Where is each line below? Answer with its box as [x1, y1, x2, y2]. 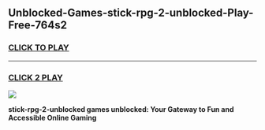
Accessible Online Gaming [8, 113, 97, 122]
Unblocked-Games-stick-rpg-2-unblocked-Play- [8, 6, 254, 20]
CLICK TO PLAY [8, 43, 69, 54]
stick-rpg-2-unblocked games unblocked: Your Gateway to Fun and [8, 104, 234, 113]
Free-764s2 [8, 19, 67, 32]
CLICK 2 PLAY [8, 72, 63, 83]
